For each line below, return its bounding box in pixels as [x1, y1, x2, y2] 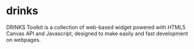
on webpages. [6, 36, 41, 43]
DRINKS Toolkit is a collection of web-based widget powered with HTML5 [6, 24, 186, 31]
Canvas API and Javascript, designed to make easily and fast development [6, 30, 188, 37]
